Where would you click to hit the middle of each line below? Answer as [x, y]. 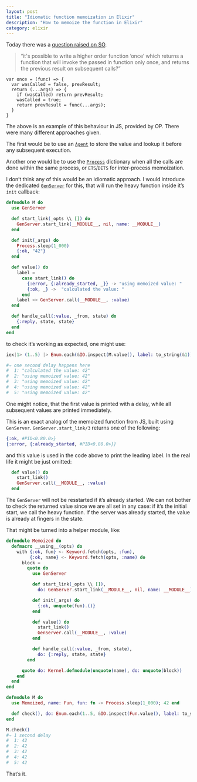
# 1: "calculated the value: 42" [48, 371]
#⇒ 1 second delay [28, 735]
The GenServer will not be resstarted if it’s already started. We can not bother [98, 500]
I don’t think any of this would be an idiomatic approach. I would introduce [96, 179]
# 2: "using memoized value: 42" [48, 376]
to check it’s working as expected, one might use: [66, 344]
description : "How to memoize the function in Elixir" [74, 22]
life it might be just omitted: [39, 461]
